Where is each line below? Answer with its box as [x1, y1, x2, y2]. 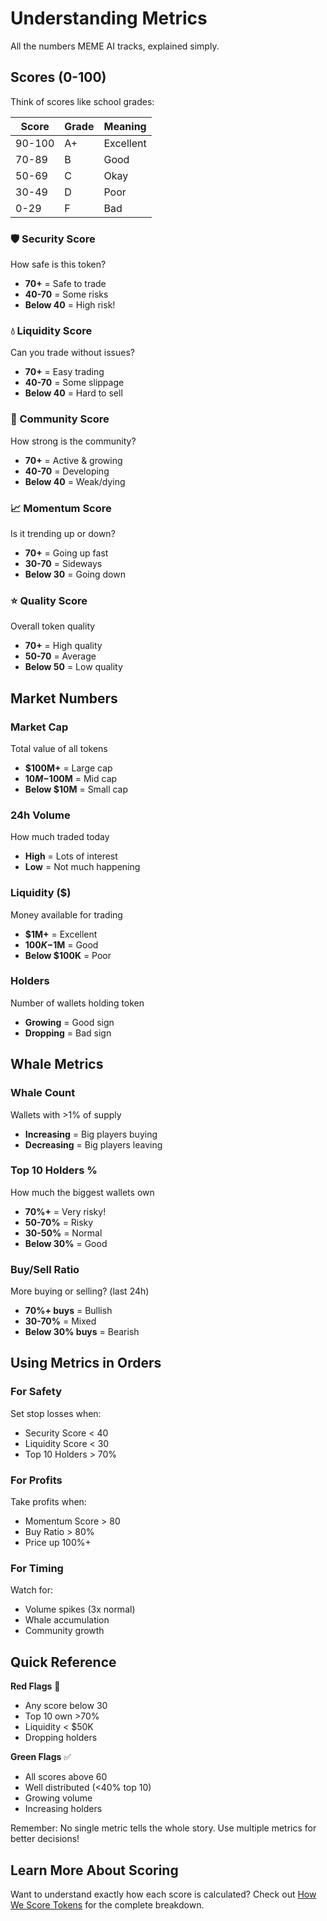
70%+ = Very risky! [24, 1205, 107, 1217]
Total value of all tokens [10, 742, 108, 754]
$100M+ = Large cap [24, 762, 113, 774]
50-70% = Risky [24, 1216, 94, 1228]
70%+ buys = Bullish [24, 1305, 113, 1317]
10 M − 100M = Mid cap [24, 772, 118, 784]
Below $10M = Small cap [24, 783, 129, 795]
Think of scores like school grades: [10, 95, 155, 107]
